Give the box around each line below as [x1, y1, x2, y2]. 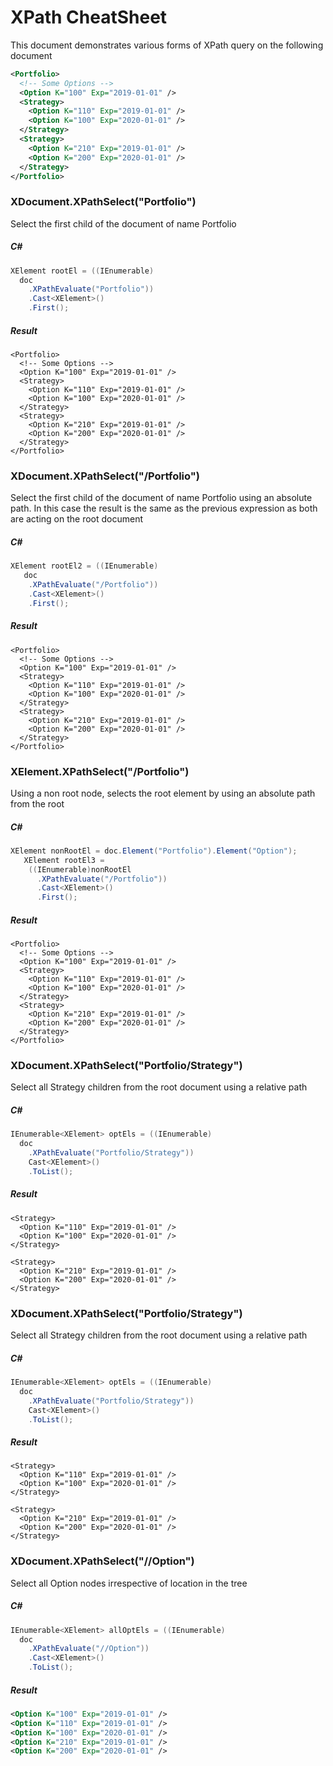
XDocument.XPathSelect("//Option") [10, 1554, 195, 1568]
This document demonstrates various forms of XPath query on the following [10, 39, 324, 51]
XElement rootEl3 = [23, 855, 105, 865]
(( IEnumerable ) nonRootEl [28, 864, 132, 875]
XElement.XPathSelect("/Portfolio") [10, 764, 190, 778]
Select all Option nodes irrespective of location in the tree [10, 1577, 248, 1589]
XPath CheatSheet [10, 6, 168, 29]
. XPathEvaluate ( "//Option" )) [28, 1644, 150, 1654]
